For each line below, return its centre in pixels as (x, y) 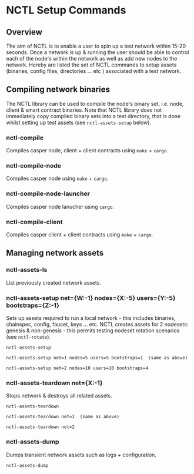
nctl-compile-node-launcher (48, 193)
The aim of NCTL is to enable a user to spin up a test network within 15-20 (96, 46)
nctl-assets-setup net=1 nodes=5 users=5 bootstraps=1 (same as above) (97, 358)
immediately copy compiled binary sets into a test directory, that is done (93, 116)
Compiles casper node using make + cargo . (57, 178)
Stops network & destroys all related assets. (59, 396)
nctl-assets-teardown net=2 (41, 427)
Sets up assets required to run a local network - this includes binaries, (91, 318)
